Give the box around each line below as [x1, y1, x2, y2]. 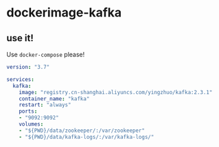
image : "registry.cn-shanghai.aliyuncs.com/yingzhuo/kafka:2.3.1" [19, 89, 213, 95]
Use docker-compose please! [6, 50, 85, 58]
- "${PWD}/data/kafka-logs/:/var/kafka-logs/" [19, 133, 154, 140]
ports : [19, 108, 38, 115]
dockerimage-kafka [6, 5, 122, 21]
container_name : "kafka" [19, 95, 90, 102]
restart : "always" [19, 102, 71, 109]
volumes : [19, 121, 44, 128]
